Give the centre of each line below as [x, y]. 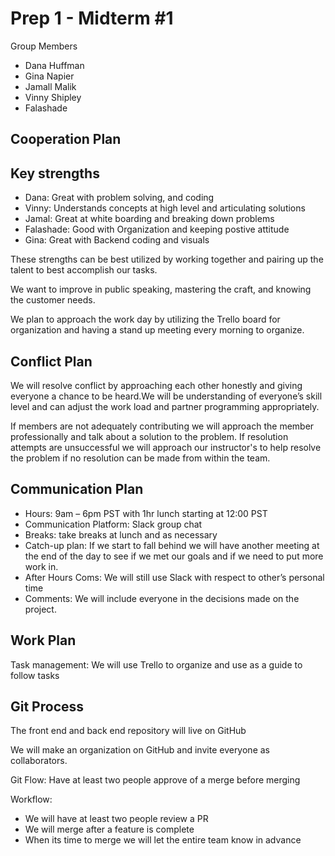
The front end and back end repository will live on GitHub [128, 731]
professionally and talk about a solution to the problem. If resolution [149, 436]
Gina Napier [49, 76]
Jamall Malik [50, 86]
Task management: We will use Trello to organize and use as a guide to [156, 664]
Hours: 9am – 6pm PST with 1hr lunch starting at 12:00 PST [146, 513]
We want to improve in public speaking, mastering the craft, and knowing [161, 289]
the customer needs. [53, 300]
